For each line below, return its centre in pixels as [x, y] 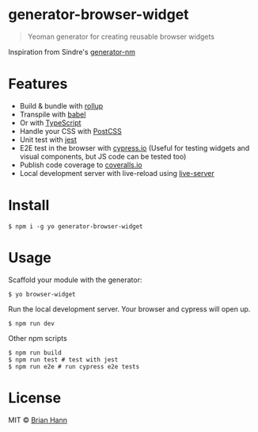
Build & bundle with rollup [61, 105]
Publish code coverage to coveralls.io [81, 165]
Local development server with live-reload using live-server [117, 173]
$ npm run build [35, 353]
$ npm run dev [32, 323]
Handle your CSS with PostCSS [71, 131]
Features [38, 84]
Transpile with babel [53, 114]
